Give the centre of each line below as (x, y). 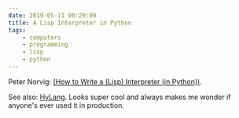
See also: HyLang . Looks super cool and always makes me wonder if (119, 97)
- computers (42, 37)
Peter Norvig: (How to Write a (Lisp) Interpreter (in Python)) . (105, 81)
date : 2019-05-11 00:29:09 (52, 15)
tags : (17, 30)
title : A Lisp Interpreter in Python (70, 23)
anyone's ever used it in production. (66, 105)
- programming (45, 45)
